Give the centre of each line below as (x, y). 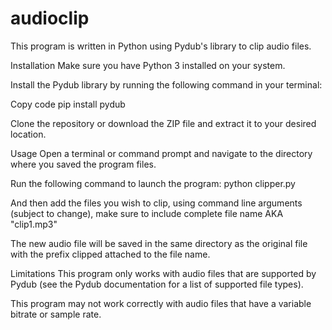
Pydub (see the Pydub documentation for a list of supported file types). (157, 284)
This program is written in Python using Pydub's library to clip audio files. (161, 46)
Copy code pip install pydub (68, 104)
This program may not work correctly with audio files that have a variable (161, 303)
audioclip (50, 18)
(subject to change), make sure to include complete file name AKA (147, 213)
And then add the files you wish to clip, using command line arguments (156, 203)
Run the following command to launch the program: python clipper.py (153, 183)
